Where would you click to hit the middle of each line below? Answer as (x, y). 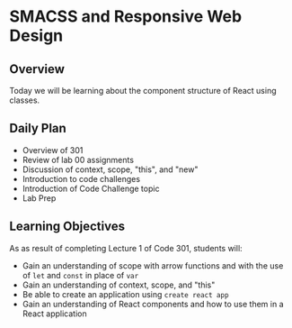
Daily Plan (38, 128)
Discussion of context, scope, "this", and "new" (110, 169)
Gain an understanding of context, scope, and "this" (119, 285)
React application (54, 314)
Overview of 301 (53, 150)
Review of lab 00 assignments (78, 159)
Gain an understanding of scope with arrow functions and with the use (153, 265)
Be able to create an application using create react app (125, 294)
